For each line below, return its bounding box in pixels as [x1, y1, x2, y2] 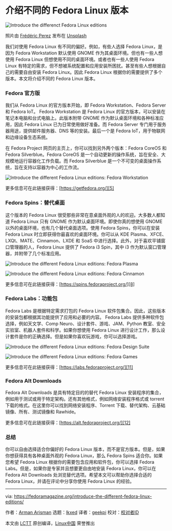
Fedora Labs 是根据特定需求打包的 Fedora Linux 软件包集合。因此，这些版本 [5, 308, 166, 314]
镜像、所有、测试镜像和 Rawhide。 [5, 409, 79, 415]
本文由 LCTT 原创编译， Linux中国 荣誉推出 [5, 520, 95, 526]
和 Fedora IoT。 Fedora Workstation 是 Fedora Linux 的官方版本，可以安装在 [5, 109, 166, 115]
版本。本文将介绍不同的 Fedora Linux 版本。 [5, 75, 98, 81]
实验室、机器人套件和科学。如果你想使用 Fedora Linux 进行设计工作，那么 [5, 326, 161, 333]
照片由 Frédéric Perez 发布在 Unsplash [5, 32, 87, 38]
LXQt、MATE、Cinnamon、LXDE [5, 237, 75, 243]
